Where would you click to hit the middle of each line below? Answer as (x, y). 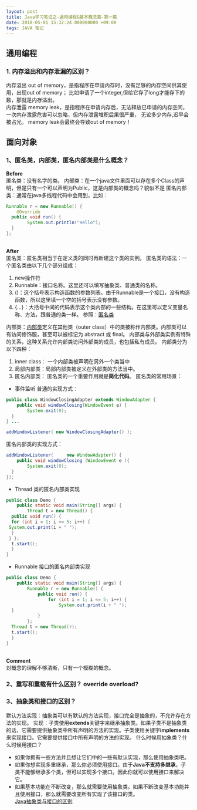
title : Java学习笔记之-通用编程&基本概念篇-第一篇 (62, 17)
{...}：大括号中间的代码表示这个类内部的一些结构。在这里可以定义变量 (98, 307)
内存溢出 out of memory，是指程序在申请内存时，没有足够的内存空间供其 (94, 85)
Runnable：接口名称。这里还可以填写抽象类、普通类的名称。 (88, 285)
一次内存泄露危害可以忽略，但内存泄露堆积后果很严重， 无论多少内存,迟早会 (97, 114)
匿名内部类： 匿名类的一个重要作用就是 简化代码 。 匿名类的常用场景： (98, 376)
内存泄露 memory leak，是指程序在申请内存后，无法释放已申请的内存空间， (97, 107)
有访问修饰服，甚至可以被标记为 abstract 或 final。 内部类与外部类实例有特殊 (98, 334)
